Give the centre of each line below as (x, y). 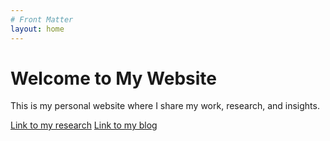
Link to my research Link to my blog (84, 125)
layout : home (37, 29)
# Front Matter (42, 19)
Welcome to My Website (113, 78)
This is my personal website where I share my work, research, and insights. (165, 106)
